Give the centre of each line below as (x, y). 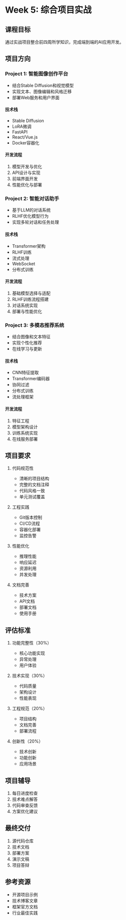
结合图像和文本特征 (31, 337)
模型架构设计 (25, 427)
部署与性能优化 (27, 311)
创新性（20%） (27, 741)
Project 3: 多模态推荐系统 (35, 325)
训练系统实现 (25, 433)
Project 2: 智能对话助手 (32, 199)
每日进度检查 (25, 793)
